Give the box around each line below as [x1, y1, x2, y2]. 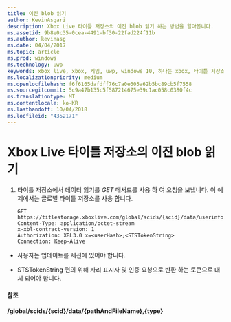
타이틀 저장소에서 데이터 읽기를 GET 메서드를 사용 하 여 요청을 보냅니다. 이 [16, 185, 217, 193]
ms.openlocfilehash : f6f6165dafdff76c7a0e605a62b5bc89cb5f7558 [7, 80, 192, 87]
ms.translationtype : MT [7, 94, 76, 100]
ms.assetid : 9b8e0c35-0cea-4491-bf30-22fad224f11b [7, 29, 155, 36]
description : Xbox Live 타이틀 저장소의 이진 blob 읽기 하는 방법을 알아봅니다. [7, 23, 214, 30]
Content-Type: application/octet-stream [16, 219, 135, 227]
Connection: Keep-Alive [16, 238, 86, 245]
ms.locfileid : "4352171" [7, 112, 78, 119]
